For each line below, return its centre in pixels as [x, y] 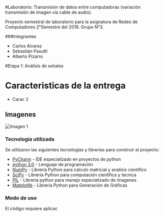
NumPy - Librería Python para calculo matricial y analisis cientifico [79, 170]
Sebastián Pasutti [30, 51]
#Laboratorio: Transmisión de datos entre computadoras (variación [73, 7]
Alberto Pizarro [27, 56]
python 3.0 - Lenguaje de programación [53, 165]
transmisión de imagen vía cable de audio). [49, 12]
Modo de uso [21, 198]
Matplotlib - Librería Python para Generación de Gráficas [70, 185]
